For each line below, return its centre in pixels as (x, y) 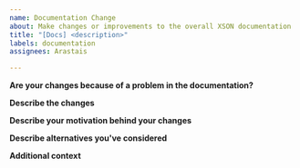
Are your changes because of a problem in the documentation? (131, 85)
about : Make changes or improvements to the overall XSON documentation (150, 26)
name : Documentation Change (63, 18)
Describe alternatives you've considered (88, 138)
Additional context (46, 156)
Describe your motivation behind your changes (101, 121)
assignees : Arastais (49, 52)
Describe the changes (52, 103)
